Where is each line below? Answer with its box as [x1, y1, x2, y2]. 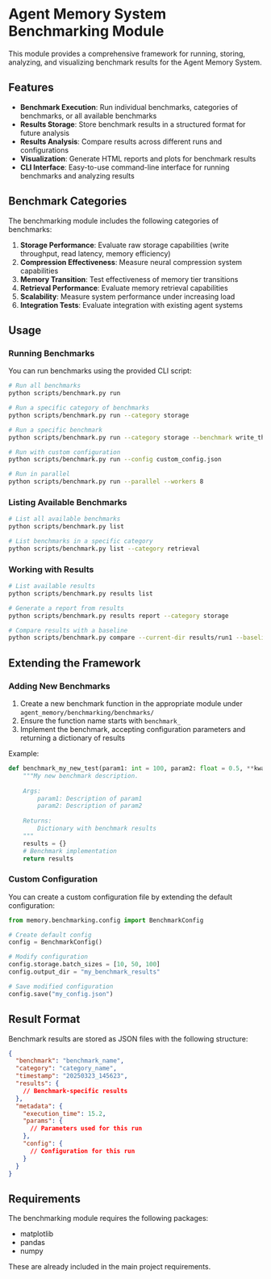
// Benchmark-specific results [23, 1087, 128, 1095]
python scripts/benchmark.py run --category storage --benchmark [8, 433, 232, 441]
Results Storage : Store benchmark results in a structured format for [19, 119, 246, 129]
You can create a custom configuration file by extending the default [8, 892, 232, 902]
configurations [19, 145, 69, 154]
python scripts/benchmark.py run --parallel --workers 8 [8, 478, 204, 486]
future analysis [19, 128, 70, 137]
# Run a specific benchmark [8, 426, 103, 434]
